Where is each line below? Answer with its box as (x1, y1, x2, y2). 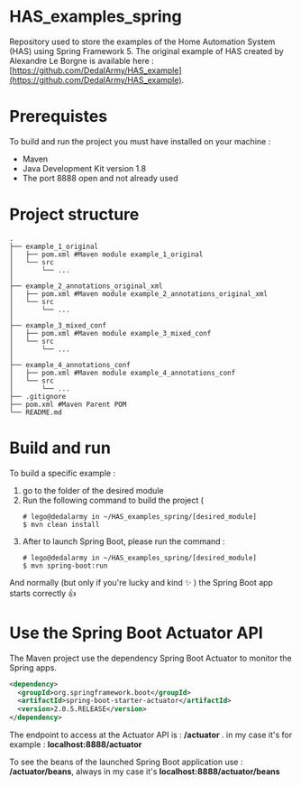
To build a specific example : (9, 467, 115, 478)
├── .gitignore (9, 392, 67, 401)
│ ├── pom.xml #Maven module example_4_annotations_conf (9, 368, 236, 377)
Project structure (9, 205, 140, 225)
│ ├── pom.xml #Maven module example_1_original (9, 250, 204, 259)
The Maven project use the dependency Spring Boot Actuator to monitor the (9, 652, 292, 663)
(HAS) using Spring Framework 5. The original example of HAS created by (9, 45, 284, 56)
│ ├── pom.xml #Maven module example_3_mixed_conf (9, 328, 212, 338)
